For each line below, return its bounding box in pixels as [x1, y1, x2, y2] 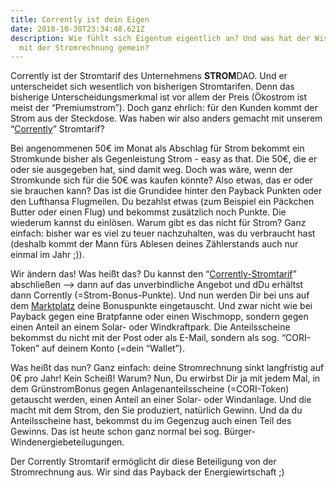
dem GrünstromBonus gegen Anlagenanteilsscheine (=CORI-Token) [10, 383, 290, 395]
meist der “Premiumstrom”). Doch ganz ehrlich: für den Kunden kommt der [10, 102, 318, 114]
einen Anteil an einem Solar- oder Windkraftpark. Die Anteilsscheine [10, 321, 291, 333]
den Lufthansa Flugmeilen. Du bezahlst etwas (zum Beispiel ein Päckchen [10, 196, 315, 208]
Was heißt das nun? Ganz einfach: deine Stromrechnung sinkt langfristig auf [10, 362, 325, 374]
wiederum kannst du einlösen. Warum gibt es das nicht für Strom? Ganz [10, 217, 307, 229]
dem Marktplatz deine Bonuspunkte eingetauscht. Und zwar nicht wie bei [10, 300, 313, 312]
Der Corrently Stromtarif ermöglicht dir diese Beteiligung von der [10, 456, 277, 468]
